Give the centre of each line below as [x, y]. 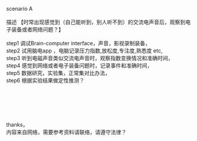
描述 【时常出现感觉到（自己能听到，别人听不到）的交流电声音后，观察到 [96, 22]
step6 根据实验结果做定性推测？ [45, 80]
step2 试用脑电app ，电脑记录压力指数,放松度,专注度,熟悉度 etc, [84, 51]
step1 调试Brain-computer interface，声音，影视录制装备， [79, 43]
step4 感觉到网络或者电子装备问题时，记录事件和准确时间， [79, 65]
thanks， [17, 125]
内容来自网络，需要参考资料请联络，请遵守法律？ [66, 132]
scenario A [19, 9]
